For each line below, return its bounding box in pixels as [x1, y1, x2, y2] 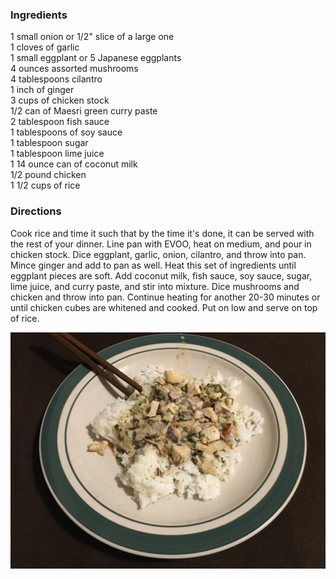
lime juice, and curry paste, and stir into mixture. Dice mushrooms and [10, 280, 300, 292]
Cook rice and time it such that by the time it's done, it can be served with [10, 227, 315, 239]
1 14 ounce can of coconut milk [10, 158, 138, 170]
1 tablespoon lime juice [10, 148, 105, 160]
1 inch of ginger [10, 84, 75, 96]
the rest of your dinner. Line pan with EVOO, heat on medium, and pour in [10, 238, 312, 250]
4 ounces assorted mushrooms [10, 63, 139, 75]
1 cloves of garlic [10, 41, 80, 53]
